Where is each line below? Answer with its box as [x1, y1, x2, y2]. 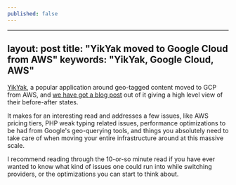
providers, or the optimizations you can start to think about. [7, 170, 179, 179]
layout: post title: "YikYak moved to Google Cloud [7, 43, 228, 55]
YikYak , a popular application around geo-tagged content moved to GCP [7, 83, 217, 92]
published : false [7, 10, 58, 18]
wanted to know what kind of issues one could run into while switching [7, 163, 212, 171]
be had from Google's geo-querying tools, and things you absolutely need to [7, 127, 229, 135]
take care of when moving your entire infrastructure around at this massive [7, 134, 224, 142]
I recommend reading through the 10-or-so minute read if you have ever [7, 155, 216, 163]
